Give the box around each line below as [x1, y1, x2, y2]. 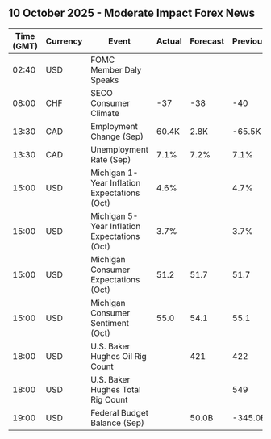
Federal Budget [90, 407, 149, 418]
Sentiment [90, 317, 130, 328]
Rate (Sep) [90, 153, 131, 165]
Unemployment [90, 144, 149, 155]
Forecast [190, 36, 225, 47]
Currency [45, 36, 83, 47]
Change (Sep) [90, 131, 144, 142]
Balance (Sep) [90, 417, 145, 429]
